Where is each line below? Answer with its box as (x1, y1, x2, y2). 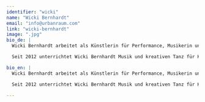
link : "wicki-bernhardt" (6, 25, 70, 32)
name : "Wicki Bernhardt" (6, 15, 70, 21)
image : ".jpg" (6, 32, 43, 38)
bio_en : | (6, 64, 32, 70)
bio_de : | (6, 37, 32, 43)
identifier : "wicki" (6, 8, 59, 15)
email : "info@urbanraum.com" (6, 20, 81, 26)
